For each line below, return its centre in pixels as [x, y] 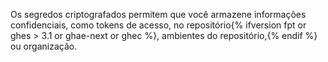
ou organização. [44, 46]
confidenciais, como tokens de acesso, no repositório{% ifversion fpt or [158, 25]
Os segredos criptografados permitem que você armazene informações [158, 14]
